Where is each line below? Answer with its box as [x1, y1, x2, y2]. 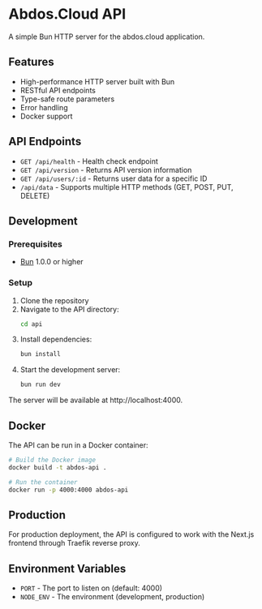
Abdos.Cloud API [8, 5, 127, 24]
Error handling [19, 102, 68, 112]
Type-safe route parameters [19, 94, 115, 104]
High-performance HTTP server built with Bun [19, 76, 175, 86]
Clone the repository [19, 295, 89, 305]
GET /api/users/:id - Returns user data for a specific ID [19, 174, 208, 183]
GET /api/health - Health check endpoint [19, 156, 158, 166]
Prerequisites [8, 238, 62, 250]
